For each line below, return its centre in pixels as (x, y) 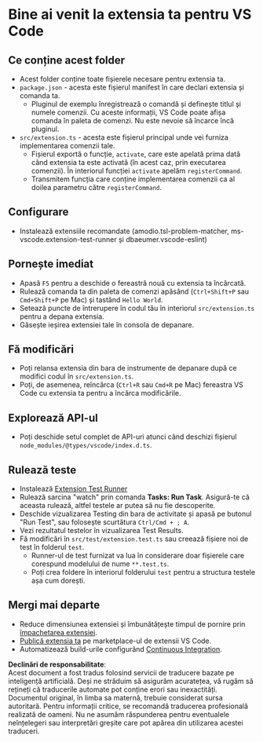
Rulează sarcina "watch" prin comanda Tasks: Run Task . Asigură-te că (134, 497)
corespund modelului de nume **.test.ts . (100, 564)
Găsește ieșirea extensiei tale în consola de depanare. (107, 324)
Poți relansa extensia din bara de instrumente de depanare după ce (128, 368)
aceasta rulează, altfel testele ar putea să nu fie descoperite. (117, 506)
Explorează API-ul (53, 418)
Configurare (38, 212)
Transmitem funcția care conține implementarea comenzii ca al (133, 179)
